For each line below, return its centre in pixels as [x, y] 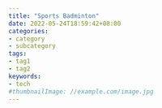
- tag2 [19, 69]
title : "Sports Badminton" [54, 16]
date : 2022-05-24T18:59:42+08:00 [65, 24]
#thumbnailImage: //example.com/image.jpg [81, 91]
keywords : [25, 76]
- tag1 [19, 62]
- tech [19, 84]
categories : [28, 31]
